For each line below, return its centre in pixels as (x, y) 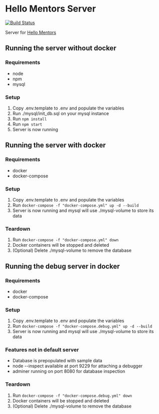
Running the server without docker (61, 48)
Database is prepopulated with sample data (57, 361)
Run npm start (27, 124)
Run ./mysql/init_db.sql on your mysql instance (61, 113)
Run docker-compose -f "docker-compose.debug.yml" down (72, 395)
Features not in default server (42, 350)
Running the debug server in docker (62, 266)
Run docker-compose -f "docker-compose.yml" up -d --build (75, 205)
